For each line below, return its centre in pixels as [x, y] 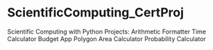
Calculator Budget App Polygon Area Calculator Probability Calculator [106, 38]
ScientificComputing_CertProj [95, 13]
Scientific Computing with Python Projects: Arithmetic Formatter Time [107, 32]
